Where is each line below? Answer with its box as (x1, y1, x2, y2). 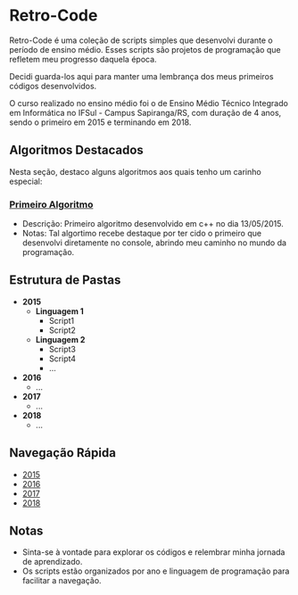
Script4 (48, 353, 77, 364)
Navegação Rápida (9, 445, 116, 460)
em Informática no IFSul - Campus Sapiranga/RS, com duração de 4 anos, (9, 107, 282, 118)
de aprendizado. (21, 557, 83, 567)
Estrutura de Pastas (9, 273, 121, 288)
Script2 (48, 325, 76, 335)
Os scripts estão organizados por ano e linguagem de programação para (21, 566, 290, 576)
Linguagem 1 (35, 305, 85, 317)
